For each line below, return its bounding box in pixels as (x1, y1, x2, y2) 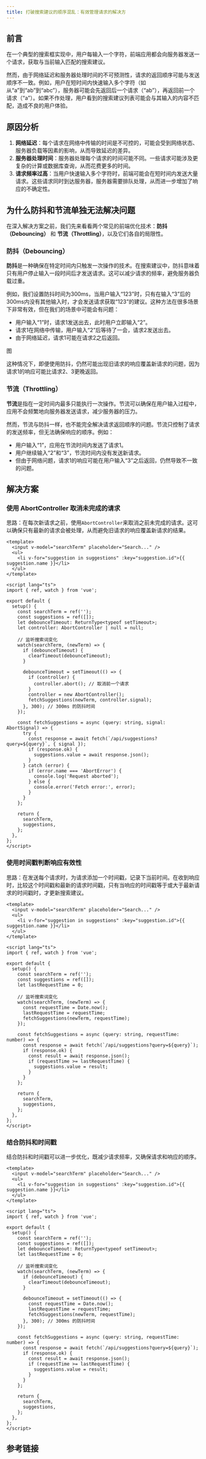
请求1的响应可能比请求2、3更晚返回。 (6, 368, 101, 375)
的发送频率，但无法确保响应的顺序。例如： (6, 428, 114, 436)
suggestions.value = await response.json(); (33, 752, 150, 758)
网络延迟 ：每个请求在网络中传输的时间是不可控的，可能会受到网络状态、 (15, 139, 198, 147)
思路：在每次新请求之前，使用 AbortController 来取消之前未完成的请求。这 (6, 519, 193, 527)
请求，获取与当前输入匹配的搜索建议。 (11, 58, 109, 66)
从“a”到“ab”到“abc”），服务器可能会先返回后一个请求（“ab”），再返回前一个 (6, 87, 195, 94)
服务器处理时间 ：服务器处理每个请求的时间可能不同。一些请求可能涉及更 (15, 155, 198, 162)
